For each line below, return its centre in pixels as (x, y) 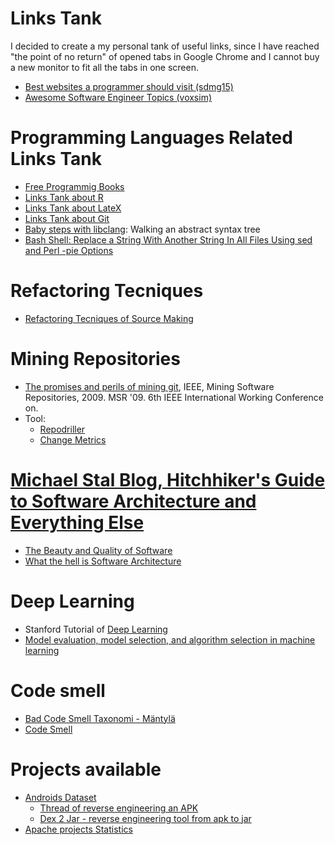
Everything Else (77, 522)
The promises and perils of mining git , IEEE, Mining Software (149, 386)
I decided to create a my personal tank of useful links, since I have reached (165, 46)
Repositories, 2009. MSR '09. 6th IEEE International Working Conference (174, 397)
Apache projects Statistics (78, 829)
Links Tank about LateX (73, 208)
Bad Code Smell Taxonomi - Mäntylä (100, 718)
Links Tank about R (64, 197)
